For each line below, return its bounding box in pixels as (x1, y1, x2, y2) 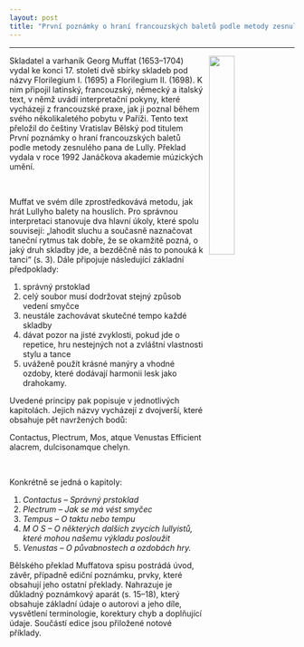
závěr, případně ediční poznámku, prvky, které (9, 569, 183, 580)
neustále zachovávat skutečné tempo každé (22, 310, 187, 321)
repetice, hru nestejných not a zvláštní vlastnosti (22, 339, 204, 350)
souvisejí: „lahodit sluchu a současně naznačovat (9, 225, 193, 236)
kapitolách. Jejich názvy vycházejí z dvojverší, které (9, 404, 204, 415)
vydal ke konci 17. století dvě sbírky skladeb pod (9, 64, 188, 75)
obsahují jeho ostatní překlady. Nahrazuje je (9, 579, 173, 590)
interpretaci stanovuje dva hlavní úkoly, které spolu (9, 215, 199, 227)
